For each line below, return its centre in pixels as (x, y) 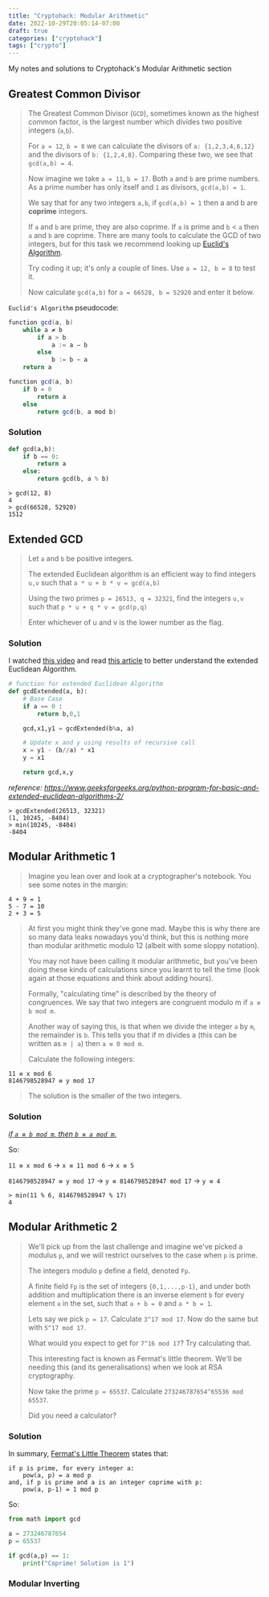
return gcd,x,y (48, 773)
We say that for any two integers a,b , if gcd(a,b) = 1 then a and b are (143, 203)
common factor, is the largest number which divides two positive (135, 121)
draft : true (28, 31)
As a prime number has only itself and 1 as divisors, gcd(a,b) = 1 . (137, 187)
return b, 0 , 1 (59, 714)
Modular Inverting (44, 1583)
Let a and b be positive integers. (81, 558)
